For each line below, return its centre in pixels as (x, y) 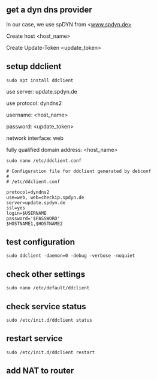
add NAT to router (40, 371)
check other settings (46, 274)
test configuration (41, 242)
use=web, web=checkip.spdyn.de (45, 198)
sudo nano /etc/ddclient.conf (44, 161)
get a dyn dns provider (49, 10)
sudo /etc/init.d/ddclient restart (51, 352)
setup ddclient (34, 66)
